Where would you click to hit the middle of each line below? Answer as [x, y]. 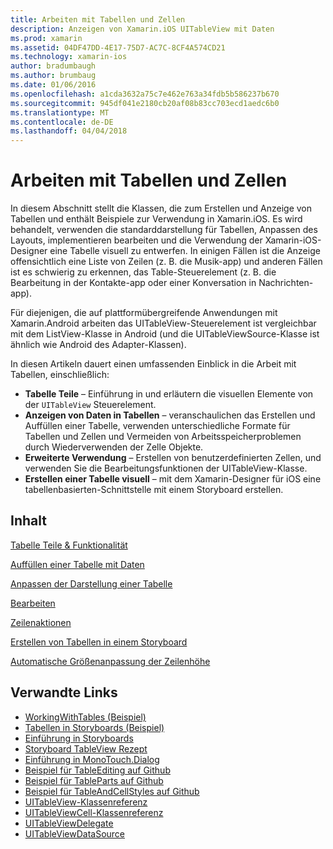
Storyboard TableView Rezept [86, 748]
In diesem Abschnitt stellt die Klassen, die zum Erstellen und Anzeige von [161, 208]
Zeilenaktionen [41, 622]
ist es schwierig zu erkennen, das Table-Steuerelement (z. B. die [143, 272]
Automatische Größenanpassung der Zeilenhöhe [110, 661]
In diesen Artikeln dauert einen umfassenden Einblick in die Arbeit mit [153, 364]
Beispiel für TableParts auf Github [94, 780]
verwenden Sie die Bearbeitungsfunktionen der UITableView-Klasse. [166, 468]
